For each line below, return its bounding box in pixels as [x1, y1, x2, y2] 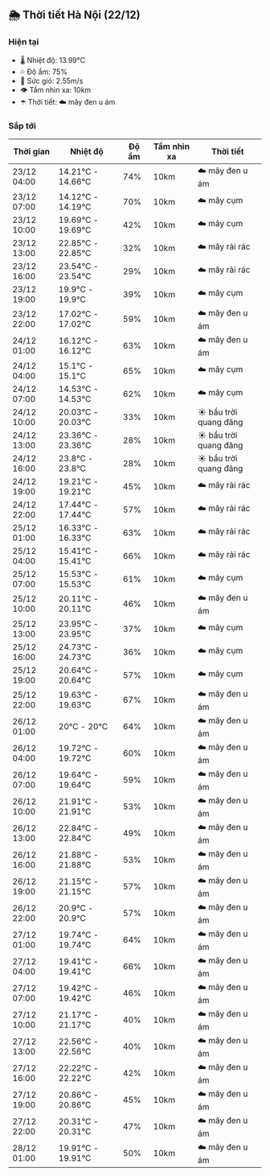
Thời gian [13, 146, 51, 157]
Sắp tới [8, 120, 36, 131]
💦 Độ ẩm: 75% [19, 67, 68, 76]
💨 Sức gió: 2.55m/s [19, 76, 84, 85]
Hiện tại [8, 36, 39, 47]
